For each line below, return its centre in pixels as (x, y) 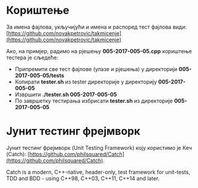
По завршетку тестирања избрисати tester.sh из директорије (94, 101)
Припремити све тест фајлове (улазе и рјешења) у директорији (96, 69)
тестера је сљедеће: (32, 57)
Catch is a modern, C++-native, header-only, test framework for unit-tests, (98, 172)
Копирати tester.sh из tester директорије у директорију (86, 82)
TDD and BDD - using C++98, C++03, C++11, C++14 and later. (83, 178)
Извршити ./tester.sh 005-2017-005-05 (66, 94)
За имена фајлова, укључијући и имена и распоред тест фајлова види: (97, 27)
